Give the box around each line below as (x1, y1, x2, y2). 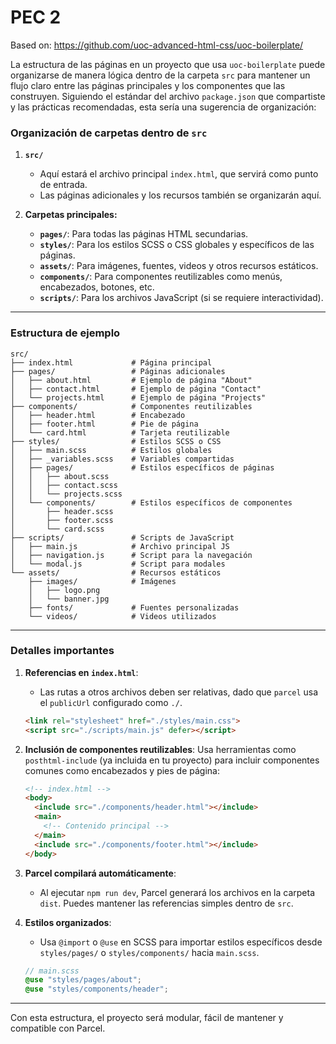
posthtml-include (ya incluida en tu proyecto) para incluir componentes (24, 754, 320, 766)
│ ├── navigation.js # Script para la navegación (10, 550, 253, 560)
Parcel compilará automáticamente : (24, 867, 177, 879)
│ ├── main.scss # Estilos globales (10, 445, 213, 455)
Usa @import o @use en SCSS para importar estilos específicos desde (39, 936, 323, 948)
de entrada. (39, 179, 88, 191)
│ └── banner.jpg (28, 594, 110, 604)
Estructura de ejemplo (10, 326, 121, 340)
